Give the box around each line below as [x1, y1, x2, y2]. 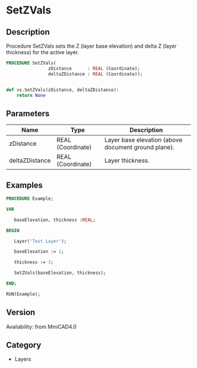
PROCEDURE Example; [6, 196, 54, 202]
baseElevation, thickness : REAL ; [13, 217, 96, 223]
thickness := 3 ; [13, 259, 54, 265]
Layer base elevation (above [104, 136, 183, 144]
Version [6, 307, 35, 317]
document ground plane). [104, 143, 175, 152]
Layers [14, 356, 31, 363]
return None [16, 92, 46, 98]
